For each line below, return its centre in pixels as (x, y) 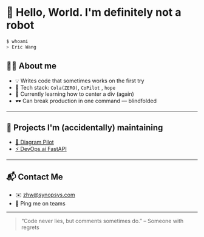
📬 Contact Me (35, 177)
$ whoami (17, 41)
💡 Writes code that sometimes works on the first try (80, 81)
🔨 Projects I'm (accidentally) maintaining (85, 128)
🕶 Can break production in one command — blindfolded (86, 101)
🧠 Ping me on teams (40, 204)
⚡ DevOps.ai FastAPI (41, 149)
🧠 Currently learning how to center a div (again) (75, 94)
